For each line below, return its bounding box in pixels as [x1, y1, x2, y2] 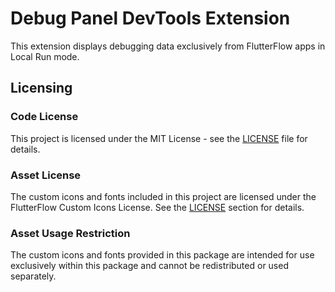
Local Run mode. [10, 50, 80, 62]
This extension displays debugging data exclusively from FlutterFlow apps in [10, 40, 326, 52]
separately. [10, 270, 57, 282]
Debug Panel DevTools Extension [10, 7, 291, 30]
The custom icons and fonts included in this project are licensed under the [10, 190, 317, 202]
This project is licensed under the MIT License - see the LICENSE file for [10, 132, 308, 144]
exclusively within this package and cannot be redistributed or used [10, 260, 289, 272]
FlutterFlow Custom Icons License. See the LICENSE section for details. [10, 201, 305, 213]
